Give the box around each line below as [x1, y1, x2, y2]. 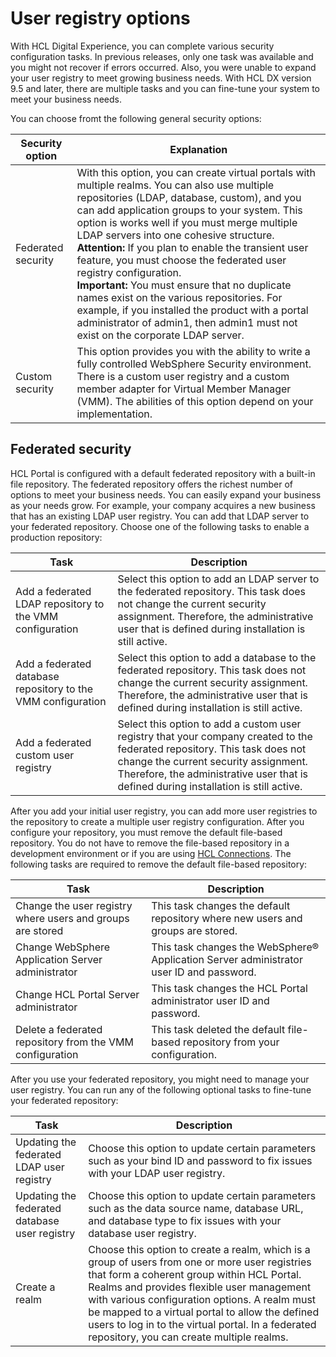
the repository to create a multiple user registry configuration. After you [10, 815, 305, 827]
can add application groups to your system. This [76, 203, 303, 217]
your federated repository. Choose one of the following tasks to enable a [10, 520, 310, 532]
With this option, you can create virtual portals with [76, 165, 317, 179]
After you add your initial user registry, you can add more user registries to [10, 805, 318, 817]
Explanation [169, 142, 228, 156]
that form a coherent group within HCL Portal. [88, 1267, 302, 1281]
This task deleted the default [151, 1022, 286, 1036]
